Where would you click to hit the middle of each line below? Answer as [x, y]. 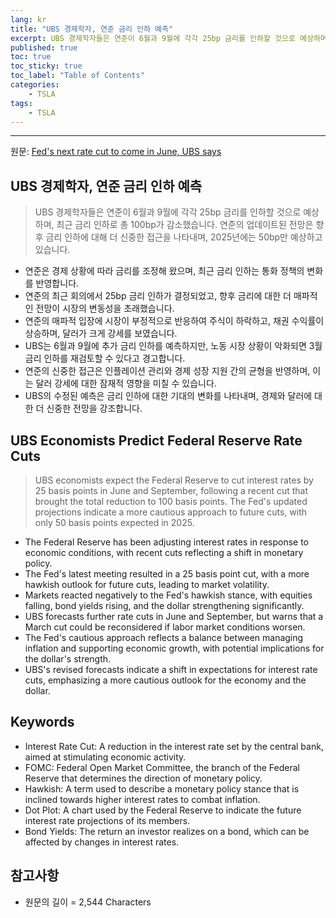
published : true [44, 47]
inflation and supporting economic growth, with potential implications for [174, 648]
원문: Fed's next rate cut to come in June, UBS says [116, 152]
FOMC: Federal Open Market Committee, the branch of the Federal [162, 767]
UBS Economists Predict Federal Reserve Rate [156, 440]
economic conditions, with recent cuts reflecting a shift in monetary [164, 552]
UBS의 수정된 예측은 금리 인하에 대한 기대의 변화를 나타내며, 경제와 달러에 [168, 396]
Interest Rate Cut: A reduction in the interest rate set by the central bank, [174, 746]
